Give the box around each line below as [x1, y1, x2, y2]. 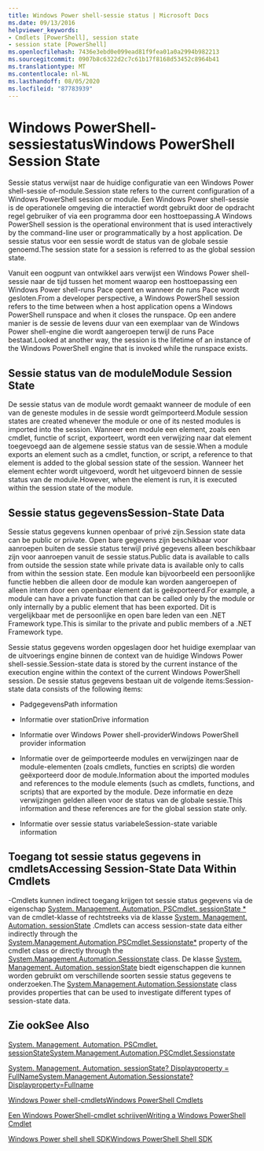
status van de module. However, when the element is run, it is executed [8, 475, 237, 485]
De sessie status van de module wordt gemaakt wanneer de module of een [8, 400, 251, 409]
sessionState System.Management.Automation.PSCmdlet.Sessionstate [8, 1048, 236, 1057]
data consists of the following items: [26, 684, 143, 693]
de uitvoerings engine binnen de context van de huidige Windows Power [8, 651, 244, 660]
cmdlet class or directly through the [8, 946, 123, 955]
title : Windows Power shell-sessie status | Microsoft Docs [8, 11, 210, 20]
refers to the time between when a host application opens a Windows [8, 302, 233, 312]
